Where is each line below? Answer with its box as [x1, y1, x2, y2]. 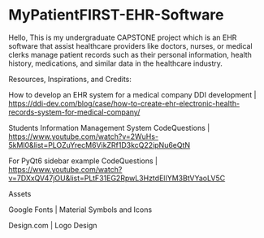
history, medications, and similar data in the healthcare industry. [8, 58, 223, 68]
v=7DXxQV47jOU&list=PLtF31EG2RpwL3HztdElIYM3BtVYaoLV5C [8, 173, 226, 183]
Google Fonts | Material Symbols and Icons [8, 205, 153, 214]
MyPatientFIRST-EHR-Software [8, 6, 224, 24]
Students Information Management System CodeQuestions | [8, 123, 210, 132]
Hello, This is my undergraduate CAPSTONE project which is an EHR [8, 32, 237, 42]
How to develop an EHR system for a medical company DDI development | [8, 89, 257, 99]
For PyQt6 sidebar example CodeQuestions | [8, 156, 158, 166]
